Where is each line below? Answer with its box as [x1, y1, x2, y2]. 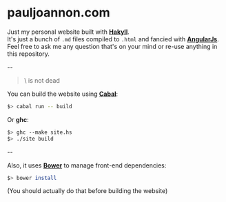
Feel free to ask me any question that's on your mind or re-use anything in [7, 42, 218, 50]
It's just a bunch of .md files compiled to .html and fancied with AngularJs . [7, 34, 219, 43]
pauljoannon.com [7, 5, 110, 21]
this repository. [7, 50, 50, 58]
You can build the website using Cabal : [7, 90, 119, 98]
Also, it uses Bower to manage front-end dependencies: [7, 161, 167, 170]
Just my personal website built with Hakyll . [7, 28, 130, 36]
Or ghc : [7, 115, 29, 123]
